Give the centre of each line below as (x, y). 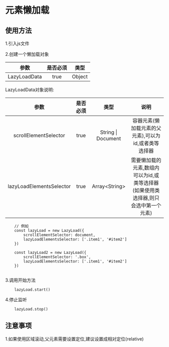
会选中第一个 (146, 205)
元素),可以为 (146, 136)
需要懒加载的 (146, 160)
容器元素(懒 (146, 120)
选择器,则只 (146, 198)
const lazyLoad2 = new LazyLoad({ (50, 252)
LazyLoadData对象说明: (30, 90)
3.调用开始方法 (21, 280)
